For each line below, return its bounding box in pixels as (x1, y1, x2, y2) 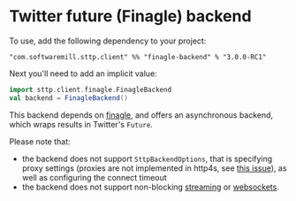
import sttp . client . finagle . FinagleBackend (9, 85, 172, 94)
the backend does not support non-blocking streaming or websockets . (21, 182, 280, 192)
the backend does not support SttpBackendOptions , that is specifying (21, 153, 273, 164)
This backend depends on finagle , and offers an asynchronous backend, (9, 109, 274, 120)
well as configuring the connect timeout (21, 172, 167, 182)
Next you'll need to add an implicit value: (9, 68, 157, 79)
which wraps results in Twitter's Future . (9, 119, 153, 129)
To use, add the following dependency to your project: (9, 35, 207, 46)
